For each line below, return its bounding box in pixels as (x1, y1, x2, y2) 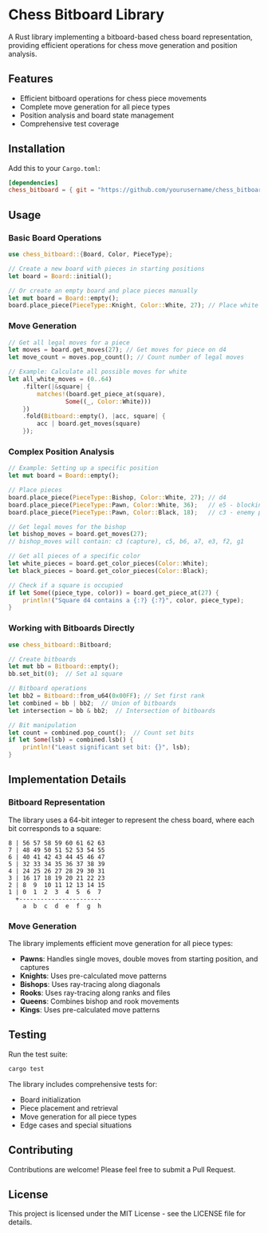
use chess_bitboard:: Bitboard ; (8, 641, 112, 649)
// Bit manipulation (8, 721, 77, 729)
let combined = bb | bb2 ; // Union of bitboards (8, 699, 177, 707)
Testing (8, 1028, 47, 1042)
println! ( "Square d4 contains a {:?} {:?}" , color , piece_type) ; (22, 596, 245, 604)
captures (19, 963, 49, 972)
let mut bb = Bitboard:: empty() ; (8, 662, 120, 670)
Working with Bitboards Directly (8, 622, 136, 634)
